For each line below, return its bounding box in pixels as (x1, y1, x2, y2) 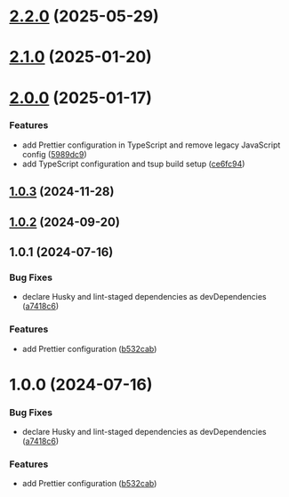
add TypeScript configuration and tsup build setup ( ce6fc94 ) (21, 158, 245, 169)
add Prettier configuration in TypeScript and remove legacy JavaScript (21, 140, 281, 150)
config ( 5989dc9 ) (21, 148, 87, 159)
